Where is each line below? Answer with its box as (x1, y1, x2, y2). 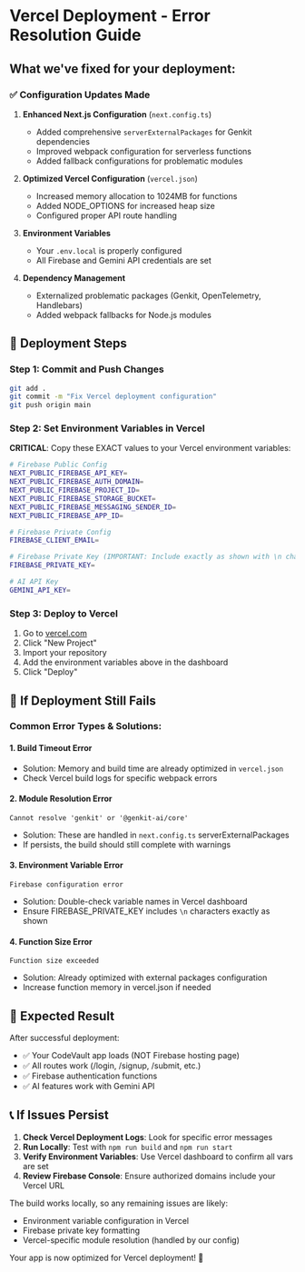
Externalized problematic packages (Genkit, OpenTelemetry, (35, 290, 261, 301)
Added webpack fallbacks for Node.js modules (35, 309, 212, 320)
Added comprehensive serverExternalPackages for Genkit (35, 126, 252, 137)
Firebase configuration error (9, 880, 124, 889)
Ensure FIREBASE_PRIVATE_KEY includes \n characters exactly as (22, 906, 271, 916)
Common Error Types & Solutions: (9, 720, 162, 733)
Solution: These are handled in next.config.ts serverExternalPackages (22, 829, 290, 840)
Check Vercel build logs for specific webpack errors (22, 772, 218, 783)
